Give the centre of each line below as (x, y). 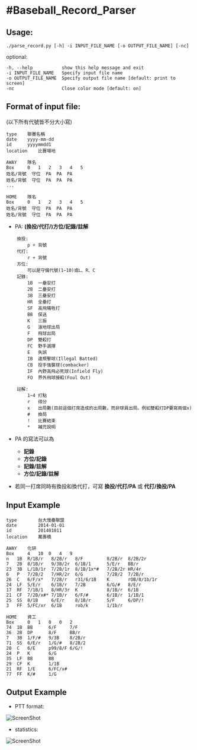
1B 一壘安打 (42, 283)
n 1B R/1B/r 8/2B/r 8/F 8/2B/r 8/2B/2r (76, 559)
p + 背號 (37, 245)
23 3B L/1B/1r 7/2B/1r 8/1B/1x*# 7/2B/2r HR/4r (74, 569)
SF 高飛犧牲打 (44, 308)
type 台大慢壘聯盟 (35, 520)
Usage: (20, 32)
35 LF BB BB (30, 659)
